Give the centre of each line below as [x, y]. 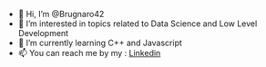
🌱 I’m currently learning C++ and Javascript [100, 43]
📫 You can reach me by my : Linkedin [89, 53]
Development [43, 33]
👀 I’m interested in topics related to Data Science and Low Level [138, 24]
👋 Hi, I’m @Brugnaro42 [61, 14]
